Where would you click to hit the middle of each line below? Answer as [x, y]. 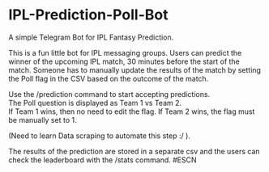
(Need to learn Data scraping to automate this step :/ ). [99, 136]
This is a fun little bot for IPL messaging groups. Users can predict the [125, 52]
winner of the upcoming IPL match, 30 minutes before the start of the [124, 61]
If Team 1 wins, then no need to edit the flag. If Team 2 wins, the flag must [132, 111]
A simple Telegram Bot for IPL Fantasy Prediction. [91, 37]
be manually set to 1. [43, 120]
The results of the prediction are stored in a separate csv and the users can [134, 151]
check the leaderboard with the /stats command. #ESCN [102, 160]
